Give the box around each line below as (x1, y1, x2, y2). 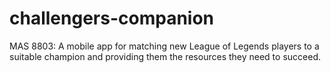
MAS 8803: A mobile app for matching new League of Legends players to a (9, 40, 320, 52)
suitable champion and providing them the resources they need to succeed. (9, 50, 321, 62)
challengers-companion (9, 7, 215, 30)
